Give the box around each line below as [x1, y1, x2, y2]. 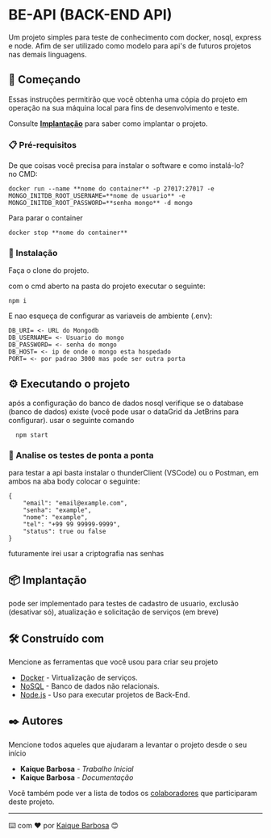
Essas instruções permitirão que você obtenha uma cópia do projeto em [8, 94, 248, 104]
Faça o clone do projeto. [8, 266, 90, 275]
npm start [15, 431, 48, 439]
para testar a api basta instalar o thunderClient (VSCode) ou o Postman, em [8, 468, 260, 478]
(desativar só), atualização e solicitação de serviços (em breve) [8, 607, 219, 617]
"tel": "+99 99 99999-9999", [23, 521, 121, 529]
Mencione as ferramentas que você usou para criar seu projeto [8, 657, 219, 667]
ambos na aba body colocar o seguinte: [8, 476, 140, 486]
